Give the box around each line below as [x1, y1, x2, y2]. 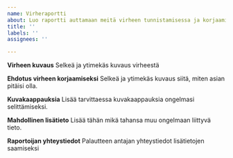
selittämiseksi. [7, 103, 49, 111]
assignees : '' [7, 36, 49, 43]
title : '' [7, 23, 36, 30]
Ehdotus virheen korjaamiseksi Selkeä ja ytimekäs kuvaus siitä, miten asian [7, 74, 225, 83]
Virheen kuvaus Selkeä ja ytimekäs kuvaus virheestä [7, 61, 159, 69]
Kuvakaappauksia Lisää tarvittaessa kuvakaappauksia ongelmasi [7, 95, 195, 104]
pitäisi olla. [7, 82, 38, 90]
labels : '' [7, 29, 39, 37]
